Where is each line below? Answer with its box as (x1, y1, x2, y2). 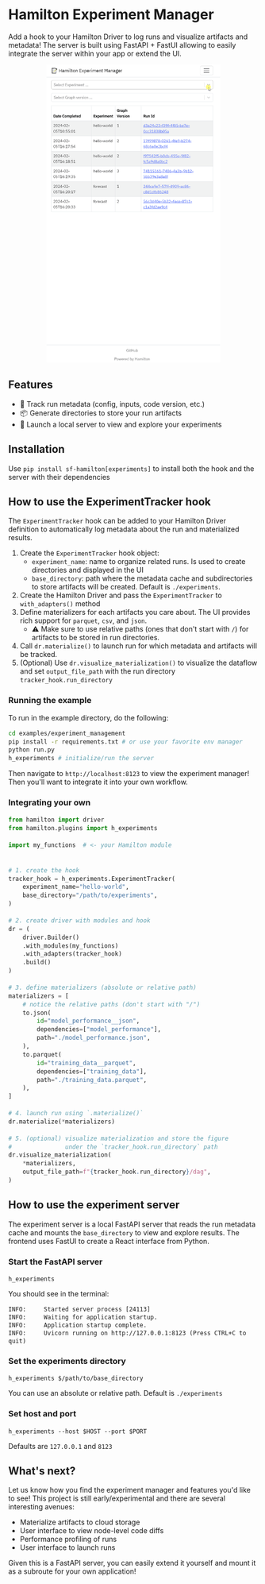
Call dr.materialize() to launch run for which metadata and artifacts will (19, 641, 258, 651)
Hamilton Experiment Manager (8, 6, 214, 24)
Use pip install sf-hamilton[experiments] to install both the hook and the (8, 463, 255, 473)
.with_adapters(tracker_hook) (22, 950, 123, 958)
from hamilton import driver (8, 816, 105, 824)
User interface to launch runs (19, 1543, 116, 1552)
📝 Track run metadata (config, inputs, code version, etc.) (19, 399, 205, 408)
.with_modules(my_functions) (22, 941, 119, 950)
